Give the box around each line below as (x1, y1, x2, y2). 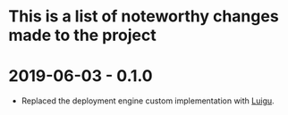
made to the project (8, 25, 157, 45)
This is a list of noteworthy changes (8, 6, 279, 27)
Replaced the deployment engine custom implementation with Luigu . (21, 95, 275, 106)
